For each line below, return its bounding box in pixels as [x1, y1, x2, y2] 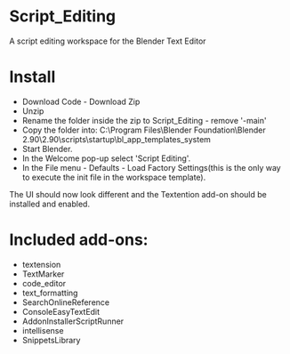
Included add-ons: [9, 229, 149, 250]
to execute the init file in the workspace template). [21, 172, 206, 182]
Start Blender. [21, 143, 73, 154]
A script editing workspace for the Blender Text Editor [9, 36, 206, 46]
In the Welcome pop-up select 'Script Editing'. [21, 153, 191, 164]
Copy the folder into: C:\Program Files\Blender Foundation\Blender [21, 125, 267, 135]
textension [21, 259, 61, 270]
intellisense [21, 325, 64, 335]
